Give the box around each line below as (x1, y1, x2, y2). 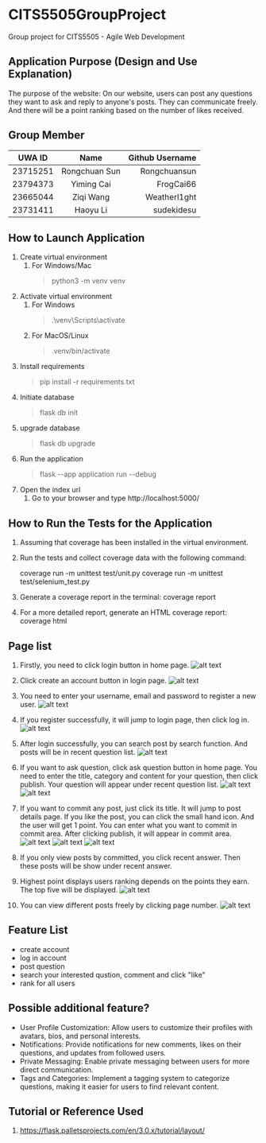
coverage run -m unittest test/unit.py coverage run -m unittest (19, 569, 224, 578)
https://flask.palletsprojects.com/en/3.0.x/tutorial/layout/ (19, 1126, 205, 1135)
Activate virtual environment (19, 292, 113, 301)
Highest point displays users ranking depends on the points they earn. (19, 877, 250, 886)
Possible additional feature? (8, 1001, 150, 1015)
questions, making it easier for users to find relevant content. (19, 1082, 220, 1091)
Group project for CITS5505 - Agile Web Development (8, 32, 185, 41)
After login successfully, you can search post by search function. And (19, 739, 248, 748)
